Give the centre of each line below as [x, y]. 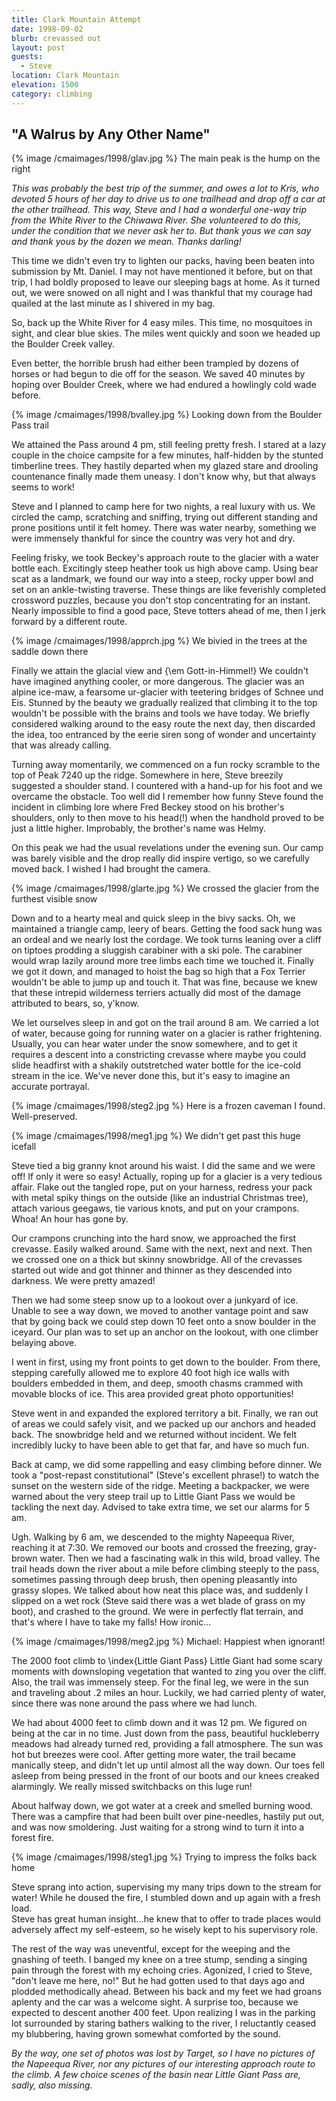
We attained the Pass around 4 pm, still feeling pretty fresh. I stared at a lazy [169, 445]
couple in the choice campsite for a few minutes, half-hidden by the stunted [167, 455]
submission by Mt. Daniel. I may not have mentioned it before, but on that [162, 272]
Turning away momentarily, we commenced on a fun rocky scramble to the [166, 765]
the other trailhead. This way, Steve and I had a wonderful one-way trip [159, 210]
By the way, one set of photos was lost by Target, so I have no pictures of [163, 2053]
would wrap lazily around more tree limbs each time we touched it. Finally [163, 961]
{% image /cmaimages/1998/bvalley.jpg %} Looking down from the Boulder [167, 415]
